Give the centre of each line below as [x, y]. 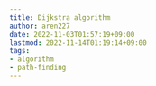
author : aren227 [40, 26]
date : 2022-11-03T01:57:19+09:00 [72, 34]
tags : [19, 51]
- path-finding [38, 68]
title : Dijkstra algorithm [60, 17]
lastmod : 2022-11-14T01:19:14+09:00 [78, 43]
